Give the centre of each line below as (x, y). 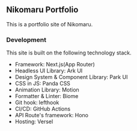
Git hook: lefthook (37, 103)
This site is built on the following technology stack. (69, 53)
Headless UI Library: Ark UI (49, 71)
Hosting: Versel (34, 121)
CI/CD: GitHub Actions (43, 109)
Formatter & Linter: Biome (47, 96)
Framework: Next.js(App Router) (55, 65)
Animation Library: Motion (47, 90)
